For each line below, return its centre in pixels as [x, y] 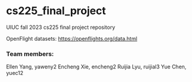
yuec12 [15, 73]
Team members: [30, 54]
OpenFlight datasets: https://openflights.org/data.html [72, 38]
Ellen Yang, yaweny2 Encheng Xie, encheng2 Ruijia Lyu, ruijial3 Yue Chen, [96, 67]
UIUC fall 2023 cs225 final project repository [61, 27]
